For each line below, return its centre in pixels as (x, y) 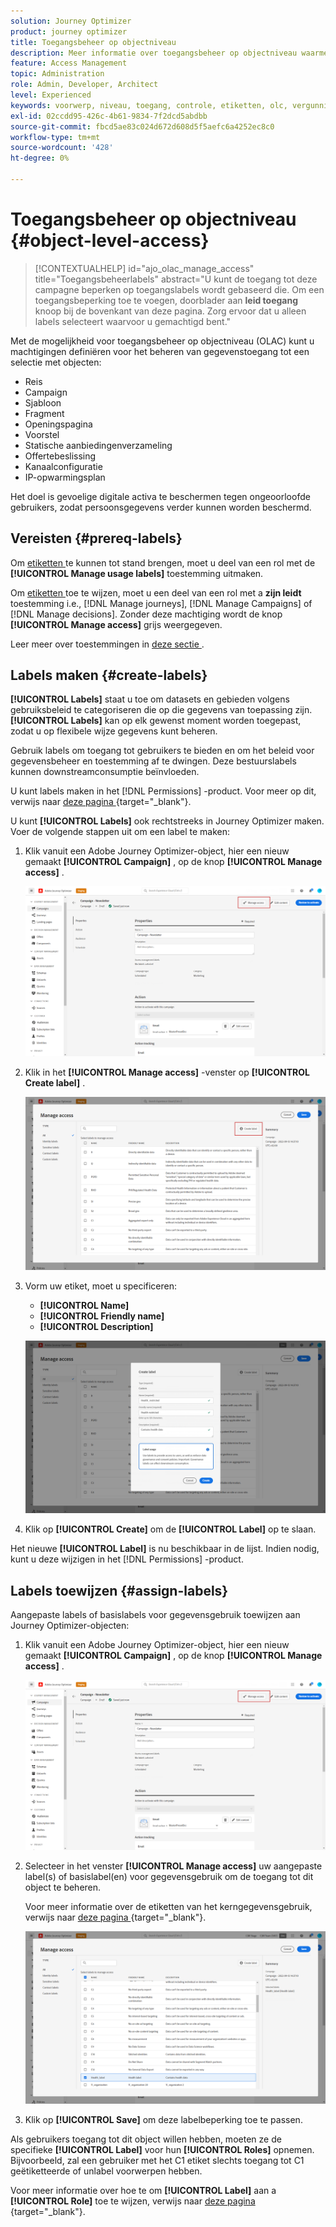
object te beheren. (63, 1887)
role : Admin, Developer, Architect (84, 85)
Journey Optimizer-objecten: (70, 1626)
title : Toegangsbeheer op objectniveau (93, 42)
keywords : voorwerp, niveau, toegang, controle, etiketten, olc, (149, 105)
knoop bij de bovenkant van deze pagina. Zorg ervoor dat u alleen (170, 311)
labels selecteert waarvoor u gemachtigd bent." (133, 321)
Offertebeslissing (60, 456)
